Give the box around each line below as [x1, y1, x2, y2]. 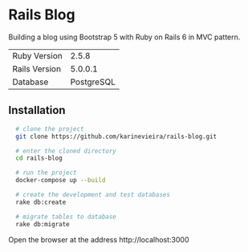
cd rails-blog [15, 154, 63, 162]
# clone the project [15, 124, 84, 133]
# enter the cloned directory [15, 147, 116, 155]
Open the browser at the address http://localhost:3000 [8, 234, 189, 244]
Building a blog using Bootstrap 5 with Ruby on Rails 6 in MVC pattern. [8, 32, 241, 42]
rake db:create [15, 198, 67, 206]
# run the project [15, 169, 78, 177]
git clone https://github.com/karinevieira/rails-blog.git [15, 132, 218, 140]
